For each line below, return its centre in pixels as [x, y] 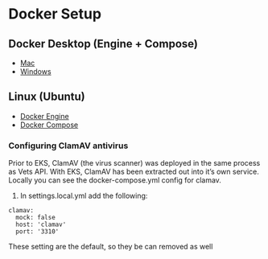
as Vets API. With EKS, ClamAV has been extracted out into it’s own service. [134, 172]
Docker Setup [55, 14]
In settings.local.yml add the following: [84, 196]
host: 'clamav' [41, 225]
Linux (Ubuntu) [47, 97]
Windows [35, 72]
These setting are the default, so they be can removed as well [111, 247]
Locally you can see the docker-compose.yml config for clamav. [115, 180]
